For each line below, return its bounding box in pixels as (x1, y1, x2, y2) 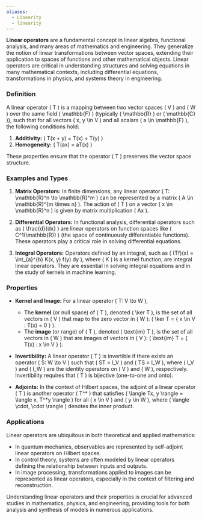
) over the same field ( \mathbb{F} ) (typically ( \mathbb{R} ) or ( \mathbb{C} (6, 110, 196, 117)
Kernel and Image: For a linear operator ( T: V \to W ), (14, 297, 148, 305)
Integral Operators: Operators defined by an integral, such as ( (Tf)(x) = (14, 249, 194, 256)
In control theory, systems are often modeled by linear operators (14, 456, 175, 463)
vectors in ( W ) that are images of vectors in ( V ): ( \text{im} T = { (23, 335, 188, 342)
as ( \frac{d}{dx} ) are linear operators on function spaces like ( (14, 225, 172, 232)
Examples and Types (6, 174, 69, 182)
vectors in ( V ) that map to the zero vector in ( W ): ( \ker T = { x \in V (23, 315, 195, 323)
